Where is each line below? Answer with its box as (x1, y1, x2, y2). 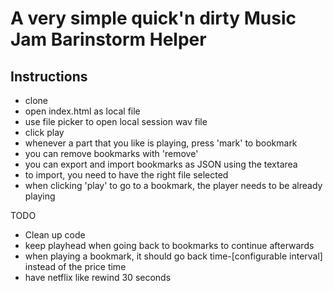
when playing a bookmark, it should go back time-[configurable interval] (24, 250, 323, 262)
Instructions (10, 68, 88, 85)
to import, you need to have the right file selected (24, 169, 229, 181)
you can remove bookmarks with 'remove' (24, 148, 199, 159)
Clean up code (24, 229, 86, 241)
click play (24, 127, 65, 138)
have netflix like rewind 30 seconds (24, 272, 172, 283)
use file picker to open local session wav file (24, 116, 208, 127)
